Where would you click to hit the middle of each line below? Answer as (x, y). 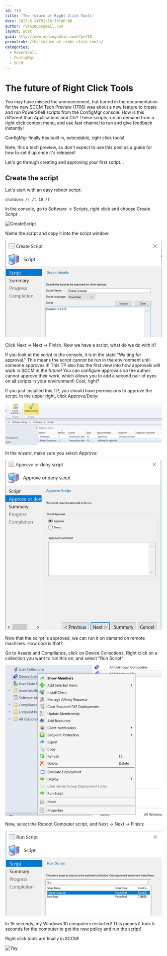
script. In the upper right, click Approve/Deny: (52, 396)
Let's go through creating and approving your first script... (65, 162)
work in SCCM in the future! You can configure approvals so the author (78, 370)
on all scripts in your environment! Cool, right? (52, 381)
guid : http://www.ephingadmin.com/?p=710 (49, 37)
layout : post (19, 32)
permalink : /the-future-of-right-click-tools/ (54, 42)
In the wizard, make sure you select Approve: (51, 453)
